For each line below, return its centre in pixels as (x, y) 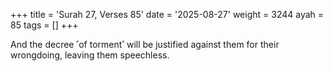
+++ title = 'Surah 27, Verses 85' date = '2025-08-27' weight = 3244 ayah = (167, 14)
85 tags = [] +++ (44, 25)
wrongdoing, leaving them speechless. (90, 55)
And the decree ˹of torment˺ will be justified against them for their (145, 44)
